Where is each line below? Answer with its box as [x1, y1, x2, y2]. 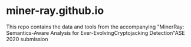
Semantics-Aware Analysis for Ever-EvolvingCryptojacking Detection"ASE [6, 29, 186, 36]
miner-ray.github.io [6, 4, 104, 17]
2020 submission [6, 35, 48, 42]
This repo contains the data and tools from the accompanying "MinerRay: [6, 23, 185, 30]
